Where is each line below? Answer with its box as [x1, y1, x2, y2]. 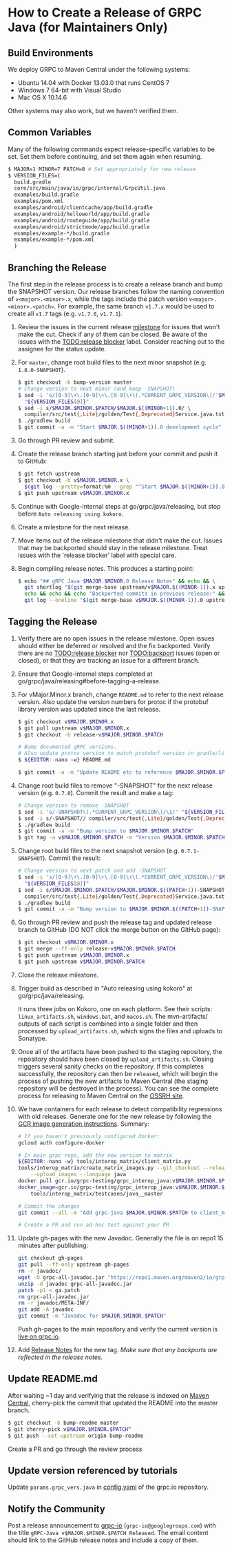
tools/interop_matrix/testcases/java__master [30, 1190, 164, 1197]
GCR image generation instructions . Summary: [17, 1120, 150, 1128]
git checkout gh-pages [17, 1255, 83, 1262]
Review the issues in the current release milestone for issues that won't [17, 323, 220, 331]
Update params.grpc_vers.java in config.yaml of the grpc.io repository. [8, 1483, 209, 1492]
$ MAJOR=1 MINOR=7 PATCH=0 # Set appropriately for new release [8, 166, 196, 173]
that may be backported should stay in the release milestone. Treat [17, 543, 208, 552]
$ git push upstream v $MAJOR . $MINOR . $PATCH [17, 958, 145, 965]
